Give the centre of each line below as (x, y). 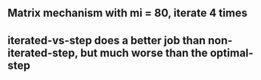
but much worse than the (144, 52)
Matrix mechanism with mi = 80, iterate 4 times (127, 13)
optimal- (232, 52)
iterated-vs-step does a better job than (106, 40)
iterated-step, (43, 52)
